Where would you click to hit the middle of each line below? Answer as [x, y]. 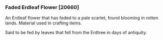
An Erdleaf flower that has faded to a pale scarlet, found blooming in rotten [82, 18]
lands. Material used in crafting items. [43, 23]
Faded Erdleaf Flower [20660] [42, 7]
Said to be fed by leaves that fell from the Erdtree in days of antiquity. [76, 33]
